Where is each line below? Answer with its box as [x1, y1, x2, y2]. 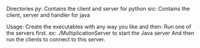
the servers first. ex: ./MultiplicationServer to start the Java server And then [6, 29, 195, 37]
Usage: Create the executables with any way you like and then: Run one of [6, 23, 192, 30]
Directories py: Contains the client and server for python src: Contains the [6, 5, 190, 12]
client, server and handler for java [6, 11, 91, 19]
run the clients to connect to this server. [6, 36, 106, 43]
